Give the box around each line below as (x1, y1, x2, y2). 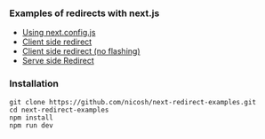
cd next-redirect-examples (9, 105, 109, 114)
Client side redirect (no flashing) (21, 46, 141, 57)
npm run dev (9, 120, 53, 130)
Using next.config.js (21, 27, 96, 38)
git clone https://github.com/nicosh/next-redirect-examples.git (9, 97, 256, 106)
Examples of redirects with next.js (9, 7, 160, 19)
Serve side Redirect (21, 56, 95, 66)
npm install (9, 113, 53, 122)
